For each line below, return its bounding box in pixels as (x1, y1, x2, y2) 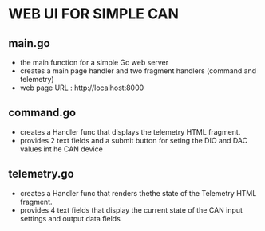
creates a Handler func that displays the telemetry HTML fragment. (19, 127, 241, 136)
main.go (8, 37, 50, 50)
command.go (8, 106, 77, 119)
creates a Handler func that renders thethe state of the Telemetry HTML (19, 188, 257, 198)
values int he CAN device (19, 144, 104, 154)
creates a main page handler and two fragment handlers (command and (19, 66, 257, 76)
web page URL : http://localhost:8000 (19, 83, 144, 92)
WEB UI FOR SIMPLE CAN (8, 5, 180, 23)
